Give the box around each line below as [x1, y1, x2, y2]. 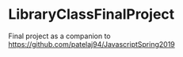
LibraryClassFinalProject [8, 5, 175, 23]
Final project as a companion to [8, 31, 111, 41]
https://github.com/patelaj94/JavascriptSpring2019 [8, 39, 176, 48]
